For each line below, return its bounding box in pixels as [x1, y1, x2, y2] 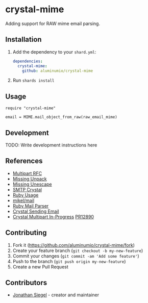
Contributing [5, 229, 47, 237]
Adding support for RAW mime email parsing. [5, 20, 101, 27]
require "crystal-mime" [5, 106, 56, 111]
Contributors [5, 279, 47, 287]
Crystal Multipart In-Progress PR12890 [12, 213, 94, 220]
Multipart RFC [12, 170, 42, 176]
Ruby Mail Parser [12, 203, 49, 209]
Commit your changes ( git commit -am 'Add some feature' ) [12, 252, 139, 259]
